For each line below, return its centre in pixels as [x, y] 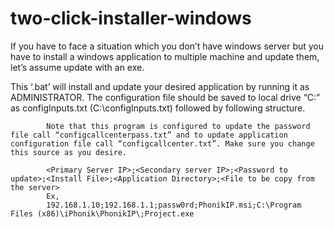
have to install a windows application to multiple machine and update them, [165, 56]
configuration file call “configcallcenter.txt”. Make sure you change [162, 143]
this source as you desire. [69, 152]
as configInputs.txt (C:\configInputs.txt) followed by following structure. [158, 108]
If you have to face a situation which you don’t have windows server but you [167, 46]
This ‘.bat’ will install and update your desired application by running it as [160, 86]
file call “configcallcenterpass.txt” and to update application [149, 135]
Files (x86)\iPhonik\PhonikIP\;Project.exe [102, 213]
